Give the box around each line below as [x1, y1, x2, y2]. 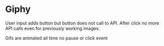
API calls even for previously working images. [5, 25, 100, 31]
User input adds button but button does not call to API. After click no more [5, 20, 159, 26]
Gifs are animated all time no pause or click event [5, 35, 108, 41]
